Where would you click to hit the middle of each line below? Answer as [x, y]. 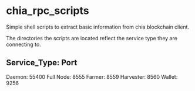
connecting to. [23, 44]
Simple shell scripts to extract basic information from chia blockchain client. [98, 27]
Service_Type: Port [42, 63]
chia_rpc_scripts [48, 11]
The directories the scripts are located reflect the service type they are [92, 38]
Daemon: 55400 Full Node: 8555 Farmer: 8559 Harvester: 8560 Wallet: [92, 76]
